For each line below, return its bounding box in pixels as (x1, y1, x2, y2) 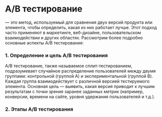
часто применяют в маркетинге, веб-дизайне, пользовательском (5, 29, 142, 35)
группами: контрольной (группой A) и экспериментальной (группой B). (5, 73, 153, 79)
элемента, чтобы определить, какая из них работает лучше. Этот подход (5, 24, 157, 30)
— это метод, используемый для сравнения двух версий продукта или (5, 19, 153, 25)
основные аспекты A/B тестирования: (5, 40, 84, 45)
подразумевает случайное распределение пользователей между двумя (5, 68, 156, 74)
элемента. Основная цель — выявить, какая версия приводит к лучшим (5, 84, 155, 89)
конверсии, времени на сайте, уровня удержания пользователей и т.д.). (5, 94, 155, 100)
